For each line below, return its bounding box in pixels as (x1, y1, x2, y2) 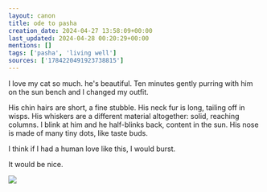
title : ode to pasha (8, 19, 78, 27)
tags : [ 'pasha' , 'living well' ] (8, 49, 117, 57)
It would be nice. (8, 159, 64, 169)
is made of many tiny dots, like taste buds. (8, 128, 149, 137)
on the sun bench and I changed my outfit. (8, 87, 149, 96)
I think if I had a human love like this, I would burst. (8, 144, 176, 153)
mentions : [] (8, 42, 52, 50)
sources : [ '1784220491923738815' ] (8, 57, 125, 65)
